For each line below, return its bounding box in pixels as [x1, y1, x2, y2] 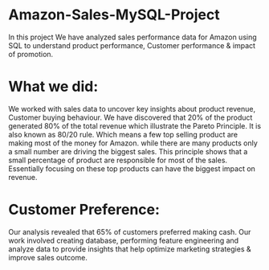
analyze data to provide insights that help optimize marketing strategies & [8, 243, 251, 254]
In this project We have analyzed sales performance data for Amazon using [8, 32, 257, 42]
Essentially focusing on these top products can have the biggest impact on [8, 163, 255, 174]
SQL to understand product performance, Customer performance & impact [8, 40, 255, 50]
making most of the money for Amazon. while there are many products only [8, 138, 259, 148]
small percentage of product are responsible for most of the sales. [8, 155, 227, 165]
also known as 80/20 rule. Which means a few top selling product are [8, 129, 238, 139]
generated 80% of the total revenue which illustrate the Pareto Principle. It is [8, 121, 262, 130]
